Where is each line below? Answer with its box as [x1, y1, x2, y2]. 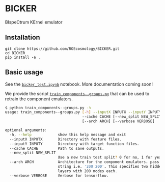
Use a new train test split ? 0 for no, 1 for [57, 155, 153, 160]
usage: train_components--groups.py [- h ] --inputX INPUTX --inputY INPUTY [5, 110, 162, 115]
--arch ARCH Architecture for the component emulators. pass [9, 159, 160, 164]
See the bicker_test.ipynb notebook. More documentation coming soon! [5, 81, 153, 87]
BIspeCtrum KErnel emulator [5, 19, 63, 25]
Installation [5, 33, 40, 42]
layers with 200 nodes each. [57, 168, 118, 174]
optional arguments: [5, 128, 48, 133]
